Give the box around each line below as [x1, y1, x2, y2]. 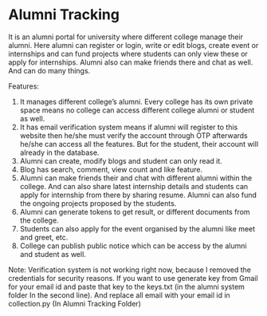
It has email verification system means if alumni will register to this [19, 122, 238, 132]
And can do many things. [8, 65, 91, 75]
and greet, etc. [19, 232, 69, 242]
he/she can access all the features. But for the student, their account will [19, 139, 259, 148]
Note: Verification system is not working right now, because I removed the [8, 265, 251, 275]
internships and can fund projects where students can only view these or [8, 49, 249, 58]
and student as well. [19, 249, 86, 259]
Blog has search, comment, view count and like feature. [19, 164, 203, 174]
